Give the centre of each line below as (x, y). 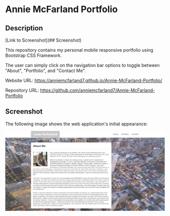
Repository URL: (22, 90)
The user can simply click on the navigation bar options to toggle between (83, 65)
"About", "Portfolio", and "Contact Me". (46, 70)
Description (24, 28)
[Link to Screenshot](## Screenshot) (44, 40)
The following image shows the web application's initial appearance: (76, 124)
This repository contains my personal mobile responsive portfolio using (79, 50)
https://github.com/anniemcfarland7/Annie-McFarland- (98, 90)
